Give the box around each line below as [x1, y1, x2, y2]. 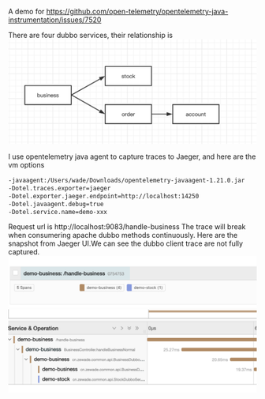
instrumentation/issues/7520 [8, 15, 102, 24]
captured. [8, 247, 40, 257]
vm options [8, 160, 45, 170]
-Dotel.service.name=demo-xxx [8, 209, 108, 216]
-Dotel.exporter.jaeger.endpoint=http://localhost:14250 [8, 193, 200, 201]
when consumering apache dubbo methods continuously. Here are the [8, 231, 238, 240]
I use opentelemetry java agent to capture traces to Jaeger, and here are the [8, 152, 256, 161]
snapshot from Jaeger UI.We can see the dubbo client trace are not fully [8, 239, 243, 248]
